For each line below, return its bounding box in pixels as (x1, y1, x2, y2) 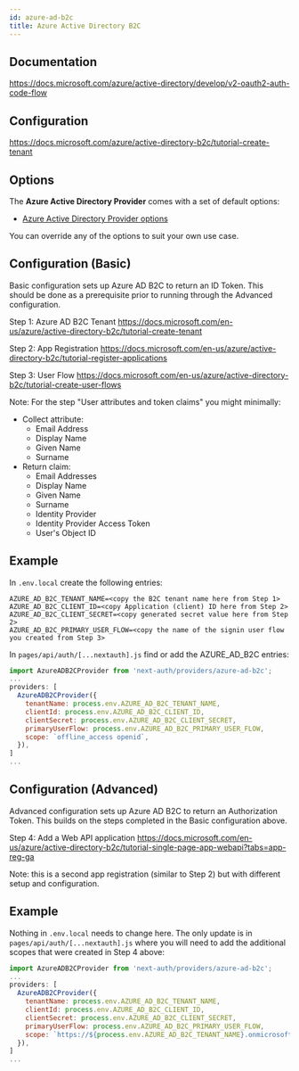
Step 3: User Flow (9, 369, 76, 380)
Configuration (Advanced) (9, 782, 158, 797)
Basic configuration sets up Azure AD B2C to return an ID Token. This (9, 280, 264, 291)
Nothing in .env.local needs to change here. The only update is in (9, 927, 253, 938)
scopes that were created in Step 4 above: (9, 946, 165, 957)
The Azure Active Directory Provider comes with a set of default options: (9, 195, 280, 206)
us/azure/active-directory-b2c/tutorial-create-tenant (9, 325, 203, 336)
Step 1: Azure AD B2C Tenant (9, 316, 117, 326)
